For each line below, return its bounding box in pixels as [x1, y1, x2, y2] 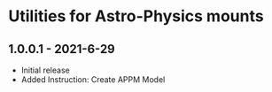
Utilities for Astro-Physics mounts [8, 6, 264, 27]
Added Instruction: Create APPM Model [20, 74, 166, 85]
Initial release [20, 65, 70, 75]
